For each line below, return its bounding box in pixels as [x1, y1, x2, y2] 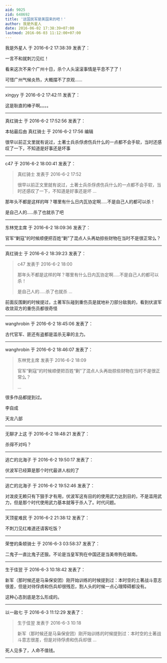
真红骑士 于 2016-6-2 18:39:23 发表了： [5, 251, 86, 256]
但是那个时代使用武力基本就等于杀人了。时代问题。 [13, 500, 118, 505]
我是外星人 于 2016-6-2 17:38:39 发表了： [5, 45, 90, 50]
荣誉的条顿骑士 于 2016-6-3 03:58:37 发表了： [5, 541, 100, 547]
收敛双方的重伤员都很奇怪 [5, 306, 58, 311]
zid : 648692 [5, 12, 30, 17]
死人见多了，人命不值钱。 [5, 648, 58, 653]
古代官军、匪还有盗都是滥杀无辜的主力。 [5, 331, 88, 337]
